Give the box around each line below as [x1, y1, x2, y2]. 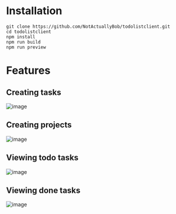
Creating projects [6, 120, 72, 130]
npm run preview [6, 44, 46, 50]
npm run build [6, 39, 41, 45]
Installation [6, 4, 63, 18]
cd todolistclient [6, 28, 51, 35]
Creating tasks [6, 87, 61, 97]
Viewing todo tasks [6, 153, 79, 163]
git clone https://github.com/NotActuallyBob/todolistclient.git [6, 24, 170, 29]
